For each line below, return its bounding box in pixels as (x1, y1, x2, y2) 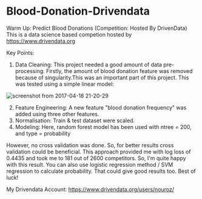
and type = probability (15, 130, 71, 137)
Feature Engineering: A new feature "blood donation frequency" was (15, 103, 187, 111)
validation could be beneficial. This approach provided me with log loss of (6, 148, 191, 155)
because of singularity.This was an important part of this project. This (15, 74, 189, 81)
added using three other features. (15, 110, 99, 117)
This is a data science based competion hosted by (6, 30, 132, 38)
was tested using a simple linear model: (15, 80, 114, 88)
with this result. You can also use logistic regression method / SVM (6, 161, 173, 168)
